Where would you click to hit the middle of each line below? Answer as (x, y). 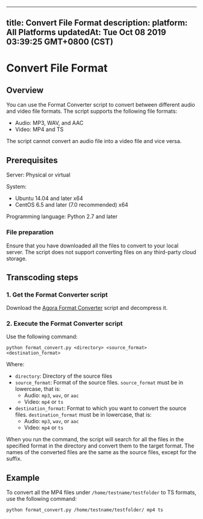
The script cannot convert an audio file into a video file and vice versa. (94, 141)
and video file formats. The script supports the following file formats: (92, 111)
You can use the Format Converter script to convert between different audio (101, 105)
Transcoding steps (42, 277)
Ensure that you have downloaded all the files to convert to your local (92, 246)
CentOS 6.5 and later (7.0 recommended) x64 (72, 205)
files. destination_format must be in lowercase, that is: (83, 415)
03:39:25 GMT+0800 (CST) (60, 42)
